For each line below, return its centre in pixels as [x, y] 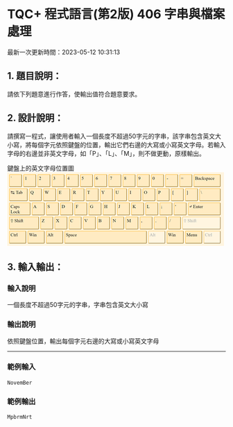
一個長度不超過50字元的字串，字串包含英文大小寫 [78, 305]
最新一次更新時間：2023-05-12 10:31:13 [64, 52]
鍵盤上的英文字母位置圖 [41, 168]
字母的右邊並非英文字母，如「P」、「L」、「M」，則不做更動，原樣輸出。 [106, 153]
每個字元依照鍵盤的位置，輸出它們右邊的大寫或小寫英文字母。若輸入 [128, 145]
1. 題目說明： [35, 76]
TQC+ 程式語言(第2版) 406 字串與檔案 [116, 14]
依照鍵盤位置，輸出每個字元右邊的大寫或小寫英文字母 [83, 341]
